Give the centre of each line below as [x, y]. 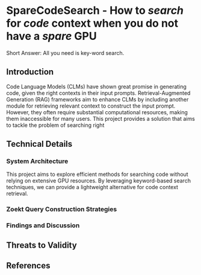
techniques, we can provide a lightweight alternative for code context [92, 187]
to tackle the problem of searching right [55, 125]
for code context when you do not [92, 23]
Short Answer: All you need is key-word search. [65, 53]
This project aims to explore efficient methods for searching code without [97, 174]
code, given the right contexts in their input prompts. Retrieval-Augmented [98, 93]
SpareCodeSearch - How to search [95, 11]
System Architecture [37, 161]
